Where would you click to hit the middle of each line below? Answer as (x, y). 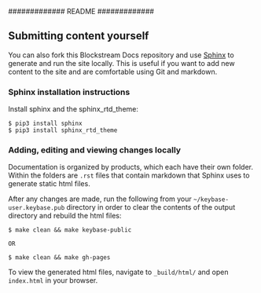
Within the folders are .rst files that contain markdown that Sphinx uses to (129, 175)
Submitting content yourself (79, 36)
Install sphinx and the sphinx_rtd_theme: (74, 109)
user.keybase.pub (37, 208)
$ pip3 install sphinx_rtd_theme (63, 130)
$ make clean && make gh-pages (59, 258)
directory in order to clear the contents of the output (151, 207)
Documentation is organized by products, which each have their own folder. (131, 167)
